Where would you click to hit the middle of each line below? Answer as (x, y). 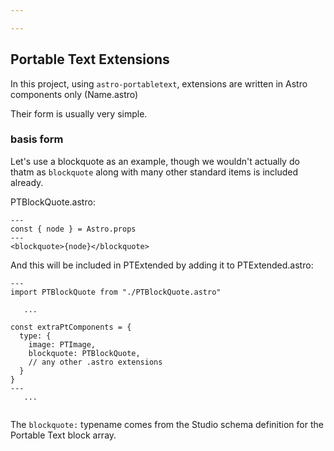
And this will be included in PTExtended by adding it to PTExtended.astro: (162, 265)
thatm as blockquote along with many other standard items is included (154, 172)
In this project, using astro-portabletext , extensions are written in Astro (159, 83)
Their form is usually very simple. (79, 113)
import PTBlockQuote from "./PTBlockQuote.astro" (116, 292)
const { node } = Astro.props (73, 229)
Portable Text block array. (63, 435)
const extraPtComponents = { (71, 327)
